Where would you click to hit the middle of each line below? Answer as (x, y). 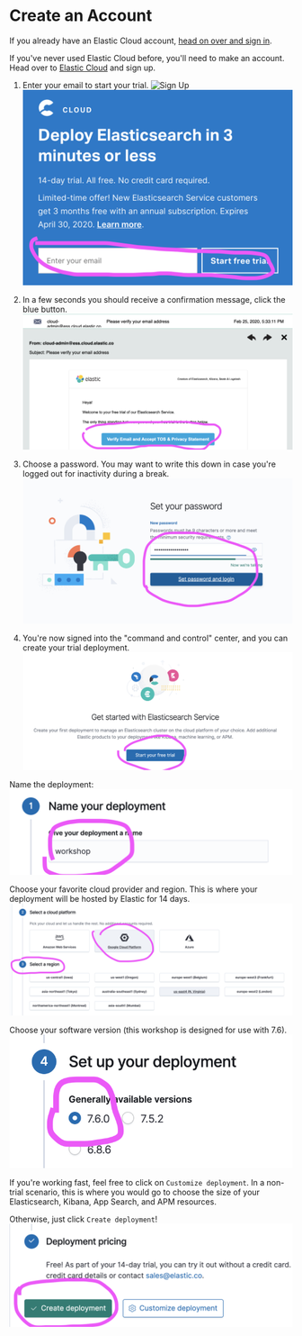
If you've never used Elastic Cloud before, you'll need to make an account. (147, 58)
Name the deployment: (52, 784)
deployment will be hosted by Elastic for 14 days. (100, 899)
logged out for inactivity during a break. (96, 473)
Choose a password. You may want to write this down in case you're (149, 464)
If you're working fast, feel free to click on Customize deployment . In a (137, 1182)
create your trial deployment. (76, 647)
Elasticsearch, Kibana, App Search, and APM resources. (113, 1201)
